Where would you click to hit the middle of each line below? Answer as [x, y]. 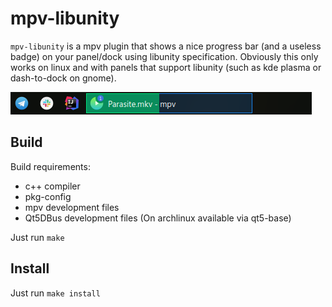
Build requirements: [50, 166]
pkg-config [48, 196]
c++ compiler [52, 186]
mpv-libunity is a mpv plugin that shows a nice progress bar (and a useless [166, 46]
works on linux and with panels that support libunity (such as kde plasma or [166, 67]
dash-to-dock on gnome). [63, 78]
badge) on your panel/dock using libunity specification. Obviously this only [164, 56]
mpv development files [72, 207]
